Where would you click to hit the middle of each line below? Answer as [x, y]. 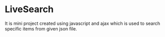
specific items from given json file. [41, 28]
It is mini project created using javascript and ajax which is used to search [82, 23]
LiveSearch [29, 9]
